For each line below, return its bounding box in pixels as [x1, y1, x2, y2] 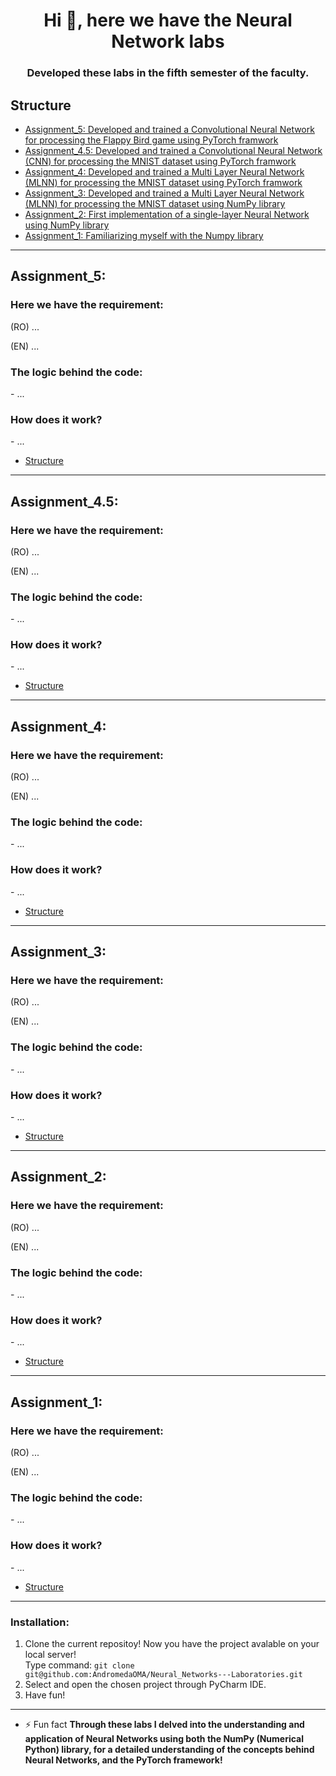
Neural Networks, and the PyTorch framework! [24, 1754, 223, 1766]
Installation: [10, 1615, 70, 1629]
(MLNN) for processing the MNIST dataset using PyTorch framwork [24, 176, 303, 188]
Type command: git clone [24, 1659, 135, 1671]
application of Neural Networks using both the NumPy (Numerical [24, 1732, 305, 1744]
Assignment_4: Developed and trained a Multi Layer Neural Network [24, 165, 305, 178]
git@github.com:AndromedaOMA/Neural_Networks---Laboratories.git [24, 1669, 303, 1679]
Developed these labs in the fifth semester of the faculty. [26, 66, 310, 80]
